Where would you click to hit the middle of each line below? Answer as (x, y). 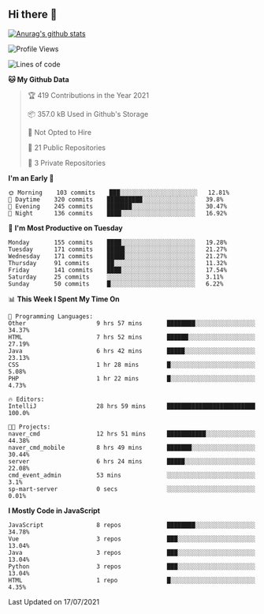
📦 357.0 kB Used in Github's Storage (88, 114)
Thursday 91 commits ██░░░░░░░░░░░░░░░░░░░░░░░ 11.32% (117, 263)
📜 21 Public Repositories (67, 148)
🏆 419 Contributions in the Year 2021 (88, 95)
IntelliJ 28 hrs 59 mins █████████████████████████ (132, 406)
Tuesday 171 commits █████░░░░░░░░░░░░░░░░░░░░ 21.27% (117, 249)
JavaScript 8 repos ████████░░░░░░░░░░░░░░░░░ (132, 525)
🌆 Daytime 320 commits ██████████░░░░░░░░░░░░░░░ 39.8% (116, 199)
